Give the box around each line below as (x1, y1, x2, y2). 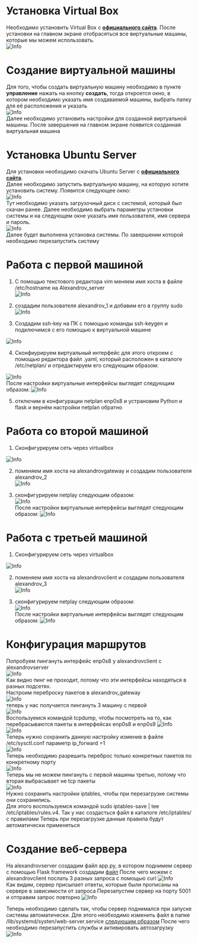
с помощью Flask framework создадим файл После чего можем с (6, 868, 173, 875)
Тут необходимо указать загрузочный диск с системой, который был (6, 199, 182, 206)
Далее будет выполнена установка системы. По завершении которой (6, 231, 184, 238)
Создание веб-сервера (6, 842, 127, 856)
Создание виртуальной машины (6, 64, 176, 77)
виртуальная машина (6, 127, 60, 134)
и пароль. (6, 218, 31, 225)
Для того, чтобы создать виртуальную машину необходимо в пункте (6, 83, 181, 90)
